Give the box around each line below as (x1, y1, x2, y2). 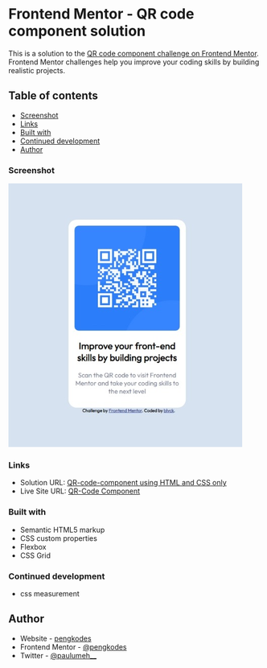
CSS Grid (19, 550, 51, 560)
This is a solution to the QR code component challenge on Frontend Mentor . (8, 48, 259, 58)
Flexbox (19, 542, 47, 551)
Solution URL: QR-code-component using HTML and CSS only (19, 478, 227, 488)
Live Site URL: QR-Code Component (19, 486, 141, 496)
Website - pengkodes (19, 633, 92, 643)
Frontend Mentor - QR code (8, 5, 195, 23)
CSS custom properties (19, 533, 98, 543)
